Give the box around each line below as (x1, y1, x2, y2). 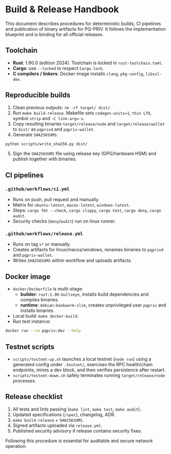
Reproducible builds (5, 91, 70, 100)
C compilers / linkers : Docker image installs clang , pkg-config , (12, 70, 144, 77)
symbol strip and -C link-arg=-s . (12, 115, 85, 121)
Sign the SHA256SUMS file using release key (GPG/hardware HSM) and (12, 151, 157, 157)
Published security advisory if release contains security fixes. (12, 427, 142, 434)
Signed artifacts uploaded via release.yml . (12, 422, 103, 428)
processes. (12, 377, 37, 384)
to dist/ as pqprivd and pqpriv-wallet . (12, 126, 95, 132)
